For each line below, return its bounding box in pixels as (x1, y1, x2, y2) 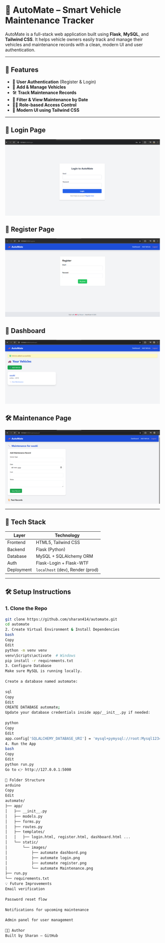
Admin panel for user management (5, 917, 74, 923)
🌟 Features (5, 66, 39, 74)
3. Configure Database (5, 664, 52, 669)
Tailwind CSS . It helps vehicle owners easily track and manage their (5, 36, 143, 42)
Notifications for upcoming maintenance (5, 907, 89, 912)
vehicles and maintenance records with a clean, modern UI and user (5, 41, 143, 47)
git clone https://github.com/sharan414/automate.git (5, 617, 118, 622)
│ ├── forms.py (5, 819, 41, 824)
